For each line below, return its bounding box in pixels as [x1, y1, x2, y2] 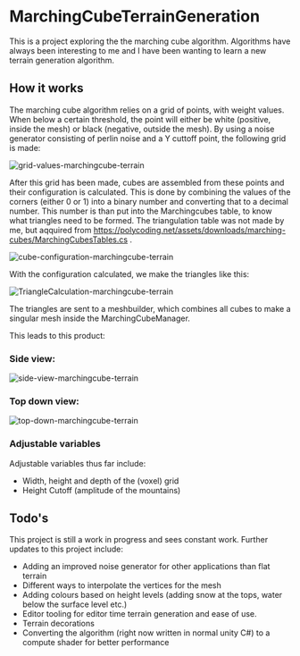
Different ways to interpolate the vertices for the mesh [21, 580, 221, 591]
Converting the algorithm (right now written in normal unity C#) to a [21, 627, 271, 638]
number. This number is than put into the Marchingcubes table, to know [9, 206, 272, 216]
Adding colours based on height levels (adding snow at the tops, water [21, 590, 283, 601]
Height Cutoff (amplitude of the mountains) [21, 484, 181, 495]
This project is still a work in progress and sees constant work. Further [9, 534, 269, 545]
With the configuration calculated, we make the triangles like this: [9, 268, 250, 279]
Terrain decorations [21, 618, 96, 629]
